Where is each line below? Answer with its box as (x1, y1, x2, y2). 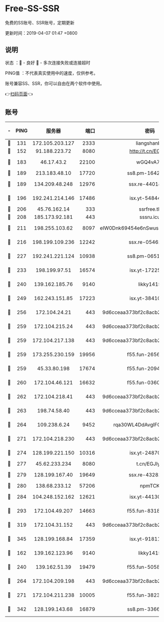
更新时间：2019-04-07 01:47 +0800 (5, 30, 78, 36)
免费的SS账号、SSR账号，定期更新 (5, 20, 75, 25)
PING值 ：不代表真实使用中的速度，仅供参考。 (5, 70, 98, 76)
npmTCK (140, 482, 160, 489)
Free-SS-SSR (5, 3, 60, 14)
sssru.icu (139, 214, 161, 220)
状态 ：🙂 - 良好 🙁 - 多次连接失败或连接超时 (5, 60, 90, 65)
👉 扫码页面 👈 (5, 91, 33, 97)
